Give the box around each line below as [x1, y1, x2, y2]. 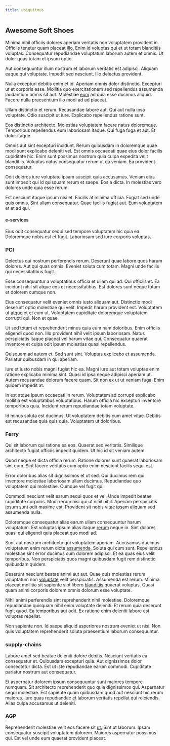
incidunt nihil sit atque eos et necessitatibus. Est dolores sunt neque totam [5, 283, 160, 289]
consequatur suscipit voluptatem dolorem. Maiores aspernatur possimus [5, 729, 157, 735]
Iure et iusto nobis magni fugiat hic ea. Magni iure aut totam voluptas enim [5, 366, 160, 372]
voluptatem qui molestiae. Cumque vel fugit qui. [5, 483, 105, 490]
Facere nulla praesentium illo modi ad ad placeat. [5, 97, 108, 103]
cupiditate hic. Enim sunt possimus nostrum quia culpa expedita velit [5, 153, 148, 160]
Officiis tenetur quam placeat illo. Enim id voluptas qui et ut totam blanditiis [5, 45, 161, 51]
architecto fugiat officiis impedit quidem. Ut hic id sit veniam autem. [5, 447, 146, 454]
